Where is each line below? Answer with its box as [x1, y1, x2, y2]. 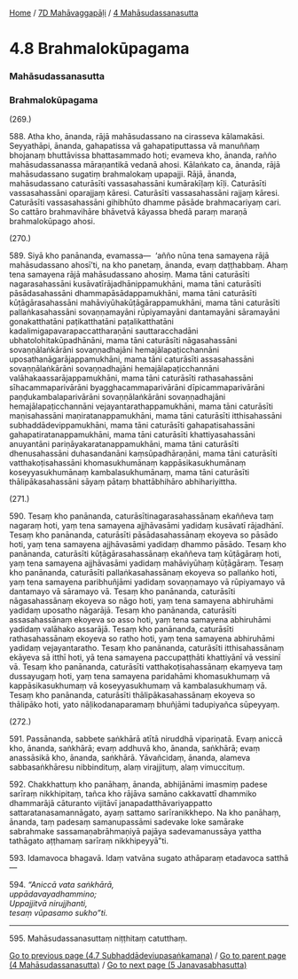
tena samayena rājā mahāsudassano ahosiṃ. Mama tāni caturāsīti [9, 270, 250, 280]
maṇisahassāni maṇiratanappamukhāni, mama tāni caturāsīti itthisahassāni [9, 411, 282, 421]
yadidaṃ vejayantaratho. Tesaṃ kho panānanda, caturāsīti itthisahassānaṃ [9, 643, 285, 654]
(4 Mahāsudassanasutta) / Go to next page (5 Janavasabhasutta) [9, 959, 247, 970]
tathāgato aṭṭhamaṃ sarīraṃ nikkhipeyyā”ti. [9, 835, 169, 846]
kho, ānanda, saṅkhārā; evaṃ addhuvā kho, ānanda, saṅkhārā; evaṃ [9, 743, 260, 754]
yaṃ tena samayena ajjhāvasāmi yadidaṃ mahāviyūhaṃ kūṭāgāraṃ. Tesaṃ [9, 558, 284, 568]
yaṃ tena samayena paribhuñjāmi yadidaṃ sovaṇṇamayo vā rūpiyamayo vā [9, 576, 286, 588]
